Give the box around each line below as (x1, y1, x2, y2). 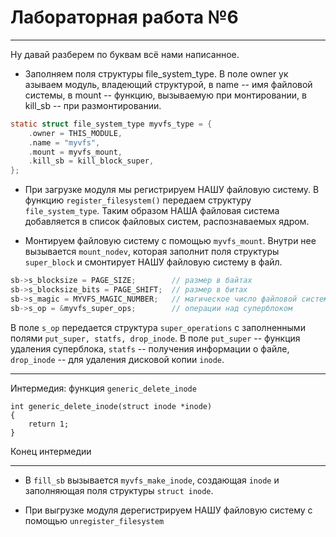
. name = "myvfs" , (28, 137, 101, 148)
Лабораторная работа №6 (10, 6, 239, 29)
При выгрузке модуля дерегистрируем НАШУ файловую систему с (24, 504, 313, 516)
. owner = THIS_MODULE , (28, 128, 123, 138)
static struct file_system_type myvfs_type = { (10, 119, 213, 129)
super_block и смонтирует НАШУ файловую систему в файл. (24, 256, 283, 268)
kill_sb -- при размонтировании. (24, 99, 162, 111)
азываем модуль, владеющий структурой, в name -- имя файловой (24, 78, 313, 90)
